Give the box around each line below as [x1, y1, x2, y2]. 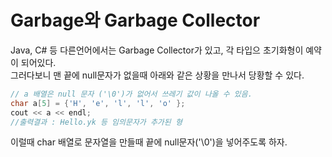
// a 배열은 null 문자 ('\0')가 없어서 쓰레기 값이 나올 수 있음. [10, 89, 253, 99]
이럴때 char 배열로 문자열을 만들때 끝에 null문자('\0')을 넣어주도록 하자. [10, 136, 288, 148]
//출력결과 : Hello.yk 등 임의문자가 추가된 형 [10, 117, 183, 127]
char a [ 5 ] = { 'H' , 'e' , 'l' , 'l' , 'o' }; [10, 98, 186, 108]
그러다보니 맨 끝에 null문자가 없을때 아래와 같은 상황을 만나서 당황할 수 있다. [10, 69, 305, 81]
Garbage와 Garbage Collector [10, 9, 261, 32]
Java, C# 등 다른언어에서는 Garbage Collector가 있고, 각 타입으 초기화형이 [10, 44, 304, 56]
